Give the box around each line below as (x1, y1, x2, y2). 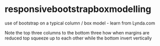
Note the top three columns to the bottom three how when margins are (4, 29, 150, 35)
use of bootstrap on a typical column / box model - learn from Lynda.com (4, 20, 156, 26)
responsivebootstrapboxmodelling (4, 3, 152, 15)
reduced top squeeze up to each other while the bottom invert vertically (4, 35, 152, 41)
